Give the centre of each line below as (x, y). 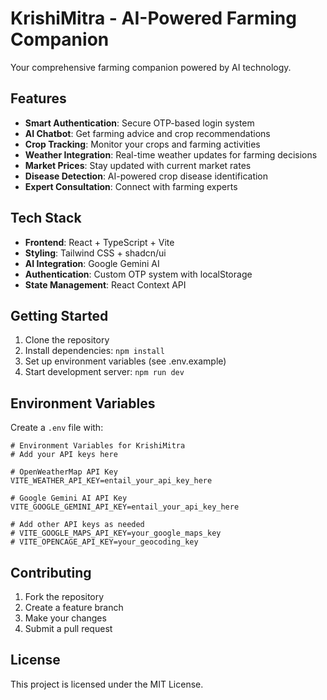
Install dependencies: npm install (94, 351)
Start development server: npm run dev (104, 372)
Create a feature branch (74, 607)
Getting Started (59, 315)
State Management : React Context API (105, 284)
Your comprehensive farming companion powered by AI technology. (151, 67)
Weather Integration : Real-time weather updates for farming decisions (171, 154)
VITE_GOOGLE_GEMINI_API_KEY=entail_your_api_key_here (125, 507)
